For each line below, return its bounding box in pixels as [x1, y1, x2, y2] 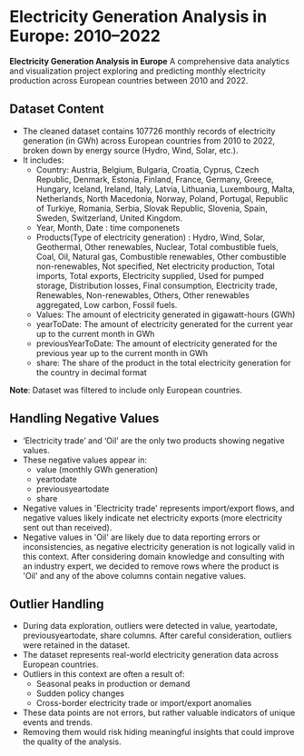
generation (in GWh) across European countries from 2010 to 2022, [22, 134, 275, 146]
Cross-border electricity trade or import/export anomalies [35, 698, 252, 709]
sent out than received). [22, 522, 113, 532]
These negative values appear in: [22, 454, 148, 465]
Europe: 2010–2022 [9, 25, 161, 46]
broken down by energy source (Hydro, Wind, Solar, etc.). [22, 144, 239, 155]
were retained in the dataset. [22, 640, 131, 651]
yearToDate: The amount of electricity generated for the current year [35, 318, 293, 329]
